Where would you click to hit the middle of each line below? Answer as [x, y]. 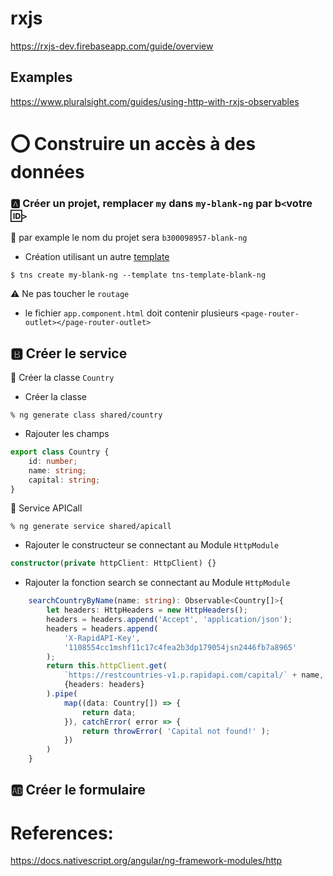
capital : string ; [64, 480]
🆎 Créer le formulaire [78, 790]
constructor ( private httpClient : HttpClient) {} [113, 563]
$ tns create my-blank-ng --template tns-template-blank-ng [138, 275]
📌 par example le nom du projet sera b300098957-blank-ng [129, 238]
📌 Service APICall [46, 508]
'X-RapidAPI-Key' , [102, 638]
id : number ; [53, 461]
